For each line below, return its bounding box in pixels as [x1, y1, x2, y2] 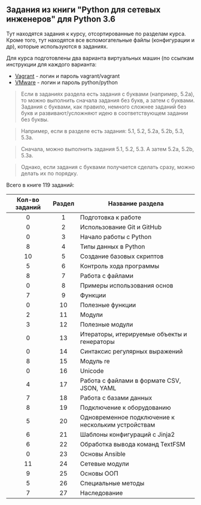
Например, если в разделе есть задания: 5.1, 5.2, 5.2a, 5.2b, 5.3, [20, 127, 184, 134]
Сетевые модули [80, 459, 129, 468]
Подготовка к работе [80, 213, 142, 221]
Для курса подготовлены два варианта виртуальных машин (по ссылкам [6, 54, 194, 62]
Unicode [80, 367, 104, 375]
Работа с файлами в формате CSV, [80, 376, 181, 385]
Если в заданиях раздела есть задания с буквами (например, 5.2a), [20, 90, 195, 98]
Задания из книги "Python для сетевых [6, 5, 161, 15]
